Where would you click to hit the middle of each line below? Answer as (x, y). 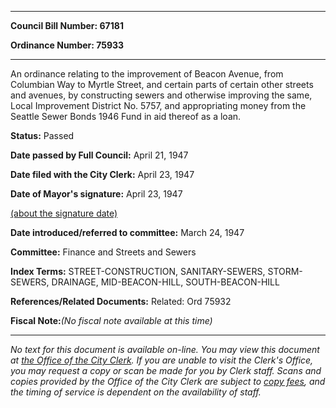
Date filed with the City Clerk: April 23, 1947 (102, 174)
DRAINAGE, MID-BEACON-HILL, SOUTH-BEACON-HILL (165, 282)
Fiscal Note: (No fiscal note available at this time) (111, 320)
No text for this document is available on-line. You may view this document (165, 349)
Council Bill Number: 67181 (67, 25)
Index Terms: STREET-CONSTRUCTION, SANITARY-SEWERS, (138, 271)
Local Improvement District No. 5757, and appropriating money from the (158, 105)
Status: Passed (42, 135)
